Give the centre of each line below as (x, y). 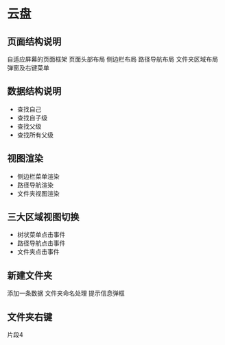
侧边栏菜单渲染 (38, 176)
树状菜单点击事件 (41, 235)
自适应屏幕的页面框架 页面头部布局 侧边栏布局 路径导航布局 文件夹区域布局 (113, 59)
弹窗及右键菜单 (28, 68)
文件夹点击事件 (38, 252)
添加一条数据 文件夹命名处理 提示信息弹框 (66, 293)
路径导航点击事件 (41, 243)
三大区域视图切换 (43, 217)
